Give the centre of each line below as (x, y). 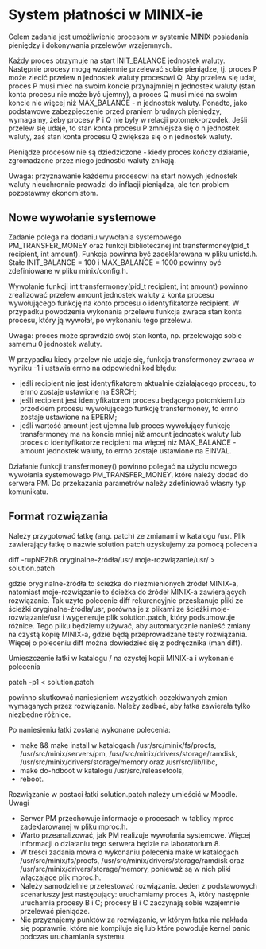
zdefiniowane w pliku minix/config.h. (68, 270)
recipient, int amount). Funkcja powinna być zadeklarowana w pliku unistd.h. (133, 254)
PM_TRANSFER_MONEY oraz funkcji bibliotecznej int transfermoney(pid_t (129, 245)
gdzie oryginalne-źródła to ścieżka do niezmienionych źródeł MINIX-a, (123, 583)
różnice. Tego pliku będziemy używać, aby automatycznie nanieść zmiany (129, 625)
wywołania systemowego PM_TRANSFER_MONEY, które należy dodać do (128, 474)
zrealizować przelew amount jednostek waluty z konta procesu (111, 294)
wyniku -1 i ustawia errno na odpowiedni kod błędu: (93, 368)
